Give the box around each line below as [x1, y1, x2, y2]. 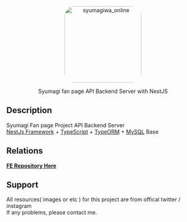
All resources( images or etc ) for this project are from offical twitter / [6, 196, 181, 203]
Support [6, 180, 39, 190]
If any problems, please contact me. [6, 209, 97, 216]
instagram [6, 202, 32, 210]
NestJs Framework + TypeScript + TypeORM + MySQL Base [6, 128, 159, 135]
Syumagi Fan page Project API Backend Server [6, 121, 125, 128]
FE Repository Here [6, 162, 57, 169]
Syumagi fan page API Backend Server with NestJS [38, 87, 168, 95]
